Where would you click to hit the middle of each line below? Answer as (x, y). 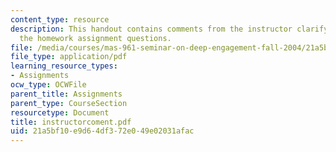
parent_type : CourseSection (69, 103)
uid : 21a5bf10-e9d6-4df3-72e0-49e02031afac (102, 131)
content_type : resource (60, 19)
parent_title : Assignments (66, 94)
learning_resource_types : (64, 66)
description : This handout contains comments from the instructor (151, 29)
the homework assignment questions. (95, 38)
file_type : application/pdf (69, 57)
